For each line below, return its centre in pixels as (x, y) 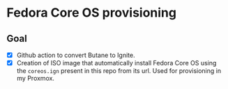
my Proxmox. (36, 79)
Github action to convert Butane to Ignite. (76, 55)
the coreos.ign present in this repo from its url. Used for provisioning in (119, 71)
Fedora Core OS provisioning (92, 13)
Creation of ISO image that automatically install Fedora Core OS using (116, 63)
